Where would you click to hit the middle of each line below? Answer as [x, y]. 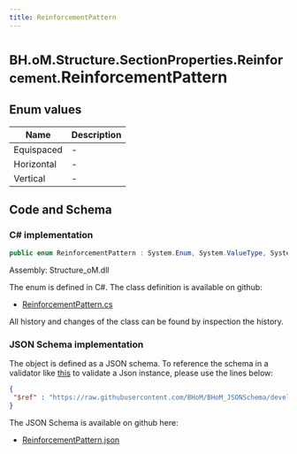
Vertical [30, 178]
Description [96, 135]
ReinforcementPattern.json [71, 440]
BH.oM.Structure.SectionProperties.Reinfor [146, 59]
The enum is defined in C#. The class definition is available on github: [136, 288]
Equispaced [38, 150]
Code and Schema [61, 210]
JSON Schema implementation [76, 344]
